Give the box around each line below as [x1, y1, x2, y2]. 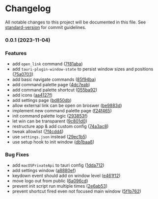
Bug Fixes [5, 151, 29, 158]
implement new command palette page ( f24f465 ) [12, 108, 112, 114]
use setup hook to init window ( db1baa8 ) [12, 139, 95, 145]
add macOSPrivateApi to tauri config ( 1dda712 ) [12, 162, 105, 168]
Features [5, 50, 27, 56]
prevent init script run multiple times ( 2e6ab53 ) [12, 183, 108, 189]
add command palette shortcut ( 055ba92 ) [12, 87, 97, 93]
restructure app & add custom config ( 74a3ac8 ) [12, 124, 109, 129]
